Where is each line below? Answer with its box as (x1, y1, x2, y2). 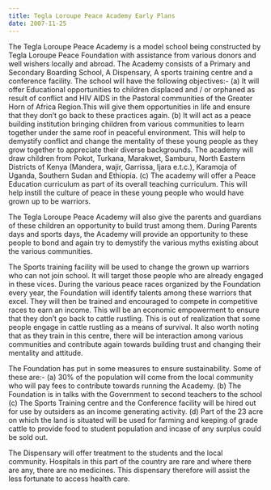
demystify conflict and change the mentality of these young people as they (8, 136, 259, 146)
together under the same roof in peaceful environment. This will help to (8, 127, 246, 137)
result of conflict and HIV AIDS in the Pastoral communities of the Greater (8, 93, 253, 103)
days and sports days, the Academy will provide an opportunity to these (8, 229, 248, 239)
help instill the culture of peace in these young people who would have (8, 188, 244, 197)
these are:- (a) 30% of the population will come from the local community (8, 372, 254, 382)
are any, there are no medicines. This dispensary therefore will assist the (8, 465, 251, 475)
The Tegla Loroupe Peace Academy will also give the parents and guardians (8, 212, 262, 222)
